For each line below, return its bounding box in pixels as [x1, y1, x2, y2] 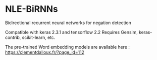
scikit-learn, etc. [22, 34, 55, 40]
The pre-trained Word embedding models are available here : [5, 44, 130, 50]
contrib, [5, 34, 21, 40]
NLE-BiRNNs [5, 3, 58, 15]
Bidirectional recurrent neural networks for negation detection [5, 20, 131, 26]
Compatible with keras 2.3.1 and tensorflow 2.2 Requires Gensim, [5, 29, 138, 35]
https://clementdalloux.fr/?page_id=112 [5, 49, 85, 55]
